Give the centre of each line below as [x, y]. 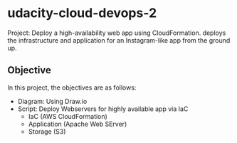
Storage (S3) [47, 131]
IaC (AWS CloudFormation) [68, 116]
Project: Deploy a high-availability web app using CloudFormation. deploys [117, 33]
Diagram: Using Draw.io [52, 101]
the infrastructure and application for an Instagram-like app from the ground [119, 40]
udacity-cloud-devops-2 [82, 13]
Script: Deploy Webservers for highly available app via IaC [103, 109]
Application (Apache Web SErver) [78, 124]
